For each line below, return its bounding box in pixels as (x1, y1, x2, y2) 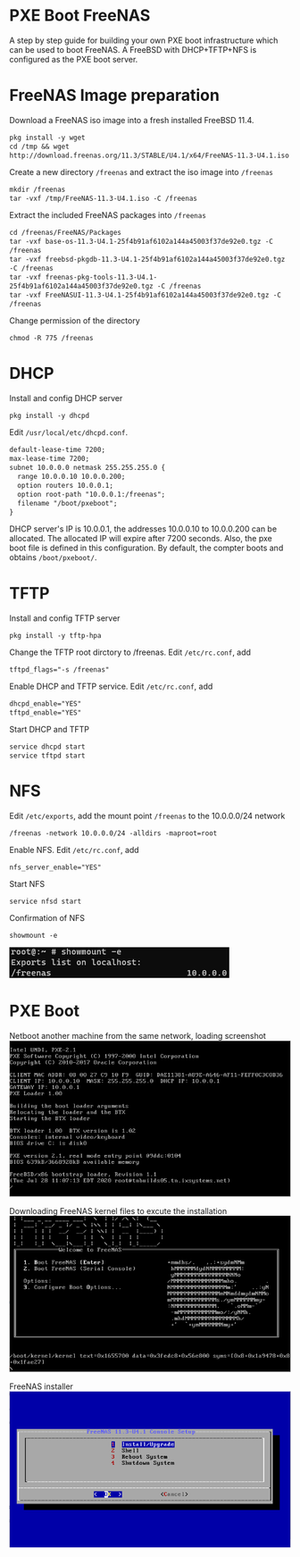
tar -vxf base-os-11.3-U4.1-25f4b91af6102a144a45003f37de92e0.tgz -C (9, 237, 274, 246)
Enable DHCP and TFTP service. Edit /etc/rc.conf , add (9, 681, 213, 691)
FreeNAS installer (9, 1381, 74, 1392)
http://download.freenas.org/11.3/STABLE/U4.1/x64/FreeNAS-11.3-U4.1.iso (9, 151, 290, 160)
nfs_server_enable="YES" (9, 863, 102, 872)
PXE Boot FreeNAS (9, 5, 151, 26)
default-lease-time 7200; (9, 445, 105, 454)
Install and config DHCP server (9, 392, 123, 403)
